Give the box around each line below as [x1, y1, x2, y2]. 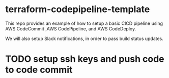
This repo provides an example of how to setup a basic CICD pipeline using [5, 20, 163, 26]
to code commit [5, 64, 73, 75]
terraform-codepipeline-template [5, 4, 150, 15]
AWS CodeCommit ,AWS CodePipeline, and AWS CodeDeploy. [5, 25, 136, 31]
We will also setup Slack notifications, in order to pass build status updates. [5, 35, 164, 42]
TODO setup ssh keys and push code [5, 53, 164, 65]
